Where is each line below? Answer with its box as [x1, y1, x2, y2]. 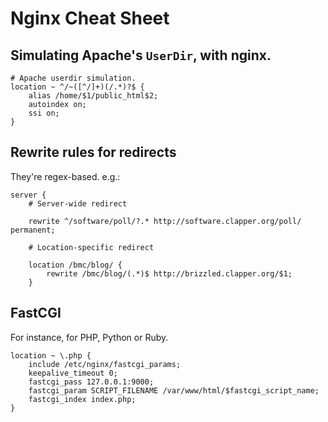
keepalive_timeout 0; [28, 368, 118, 378]
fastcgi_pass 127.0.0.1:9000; [28, 377, 155, 387]
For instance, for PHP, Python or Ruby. [10, 331, 169, 343]
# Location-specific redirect [28, 242, 155, 252]
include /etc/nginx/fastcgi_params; [28, 359, 182, 369]
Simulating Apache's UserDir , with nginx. [10, 47, 272, 64]
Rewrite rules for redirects [10, 144, 177, 161]
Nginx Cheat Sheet [10, 7, 170, 30]
